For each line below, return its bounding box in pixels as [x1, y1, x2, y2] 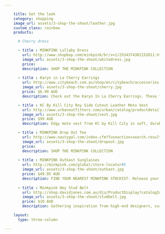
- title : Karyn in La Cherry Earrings [17, 75, 99, 81]
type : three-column [17, 217, 58, 222]
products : [13, 30, 34, 35]
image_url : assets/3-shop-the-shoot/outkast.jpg [22, 167, 124, 172]
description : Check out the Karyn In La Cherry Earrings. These [22, 94, 157, 99]
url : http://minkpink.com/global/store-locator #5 [22, 162, 126, 167]
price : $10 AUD [22, 199, 54, 204]
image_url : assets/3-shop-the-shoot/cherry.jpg [22, 85, 122, 90]
